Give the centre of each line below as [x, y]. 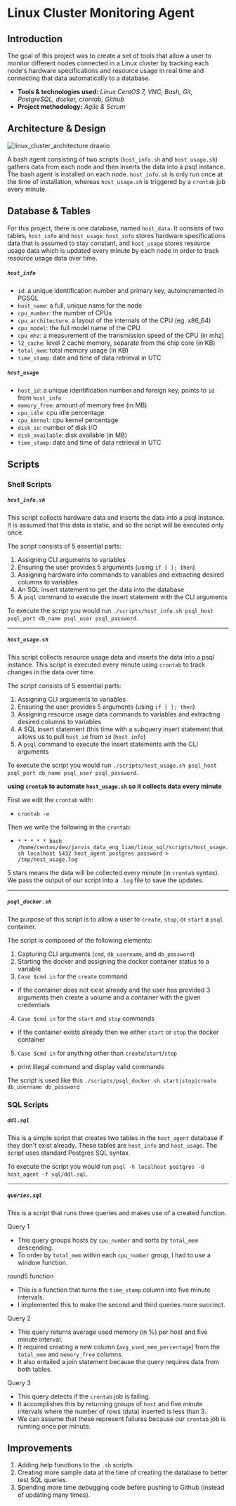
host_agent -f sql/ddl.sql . [48, 1174]
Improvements [40, 1448]
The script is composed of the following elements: [80, 940]
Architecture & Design [57, 129]
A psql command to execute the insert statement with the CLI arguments [123, 597]
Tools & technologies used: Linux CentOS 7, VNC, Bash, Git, [105, 92]
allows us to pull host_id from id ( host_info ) [81, 736]
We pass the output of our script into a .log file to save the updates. [106, 880]
